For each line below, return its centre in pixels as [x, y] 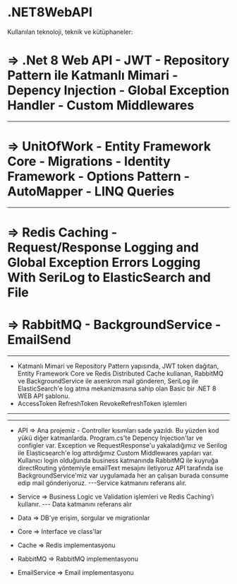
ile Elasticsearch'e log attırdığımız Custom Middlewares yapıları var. [115, 453]
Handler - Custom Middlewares [101, 106]
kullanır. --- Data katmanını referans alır [75, 504]
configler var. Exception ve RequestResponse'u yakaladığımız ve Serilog [122, 445]
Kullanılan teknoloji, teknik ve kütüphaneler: [70, 32]
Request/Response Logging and [103, 247]
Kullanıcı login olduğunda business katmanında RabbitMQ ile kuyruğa [118, 460]
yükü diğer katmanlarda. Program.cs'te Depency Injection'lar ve [110, 438]
